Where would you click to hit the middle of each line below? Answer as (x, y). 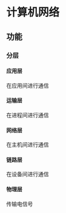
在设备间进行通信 (28, 174)
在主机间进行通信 (28, 145)
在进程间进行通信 (28, 115)
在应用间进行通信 (28, 85)
